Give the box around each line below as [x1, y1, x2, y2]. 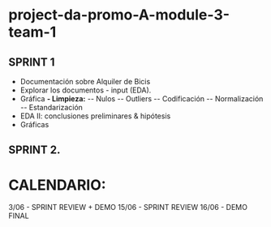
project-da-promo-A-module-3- [8, 6, 230, 24]
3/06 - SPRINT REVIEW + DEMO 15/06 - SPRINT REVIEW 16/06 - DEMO [8, 203, 247, 212]
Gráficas [19, 120, 49, 129]
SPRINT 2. [8, 143, 61, 157]
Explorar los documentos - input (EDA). [19, 85, 152, 95]
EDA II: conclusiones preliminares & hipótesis [19, 111, 171, 121]
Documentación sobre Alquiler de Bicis [19, 77, 151, 86]
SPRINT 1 [8, 55, 55, 69]
